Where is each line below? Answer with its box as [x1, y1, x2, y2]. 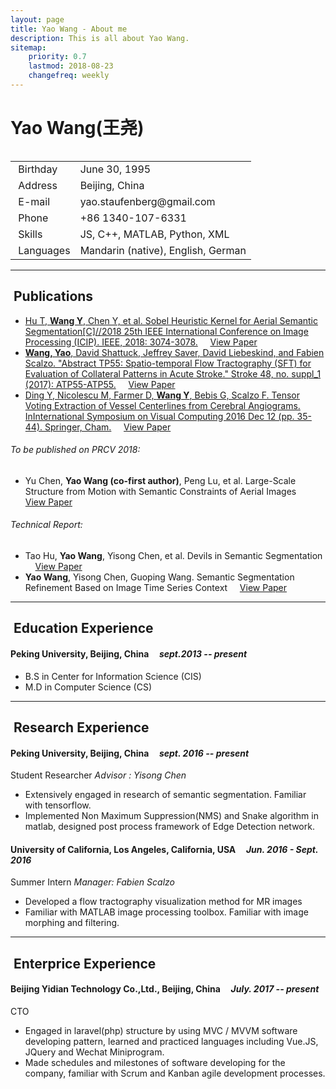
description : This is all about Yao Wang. [10, 33, 190, 43]
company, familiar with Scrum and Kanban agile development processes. [24, 1067, 326, 1080]
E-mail [18, 194, 51, 208]
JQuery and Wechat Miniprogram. [24, 1046, 165, 1058]
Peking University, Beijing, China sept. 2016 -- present [10, 747, 250, 759]
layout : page [10, 14, 65, 25]
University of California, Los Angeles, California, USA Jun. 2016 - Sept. [10, 843, 319, 855]
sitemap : [10, 42, 47, 53]
